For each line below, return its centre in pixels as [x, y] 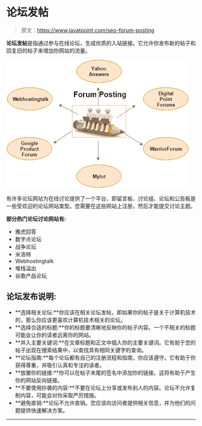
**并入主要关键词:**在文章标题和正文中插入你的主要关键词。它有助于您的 [105, 342]
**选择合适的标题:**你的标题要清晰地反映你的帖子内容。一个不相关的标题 [105, 327]
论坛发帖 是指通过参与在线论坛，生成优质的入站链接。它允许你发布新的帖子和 [101, 43]
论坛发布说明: [32, 297]
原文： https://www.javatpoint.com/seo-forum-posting [87, 30]
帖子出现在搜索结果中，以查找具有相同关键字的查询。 [81, 350]
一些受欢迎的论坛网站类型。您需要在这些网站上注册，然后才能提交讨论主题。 [101, 206]
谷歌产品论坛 [31, 276]
